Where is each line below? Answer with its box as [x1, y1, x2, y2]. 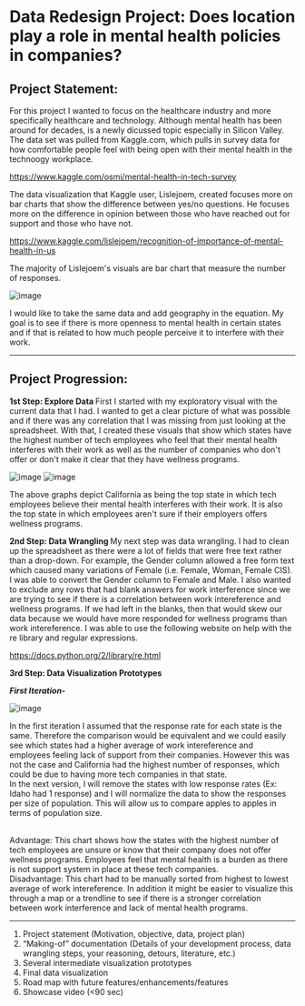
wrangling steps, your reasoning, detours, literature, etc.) [22, 948, 236, 959]
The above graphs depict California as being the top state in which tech [9, 488, 277, 499]
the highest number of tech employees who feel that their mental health [9, 434, 278, 445]
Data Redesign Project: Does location [9, 6, 296, 27]
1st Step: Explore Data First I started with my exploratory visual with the [9, 396, 278, 407]
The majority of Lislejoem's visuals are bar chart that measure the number [9, 263, 286, 274]
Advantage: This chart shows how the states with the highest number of [9, 834, 280, 845]
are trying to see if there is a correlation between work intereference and [9, 593, 281, 604]
